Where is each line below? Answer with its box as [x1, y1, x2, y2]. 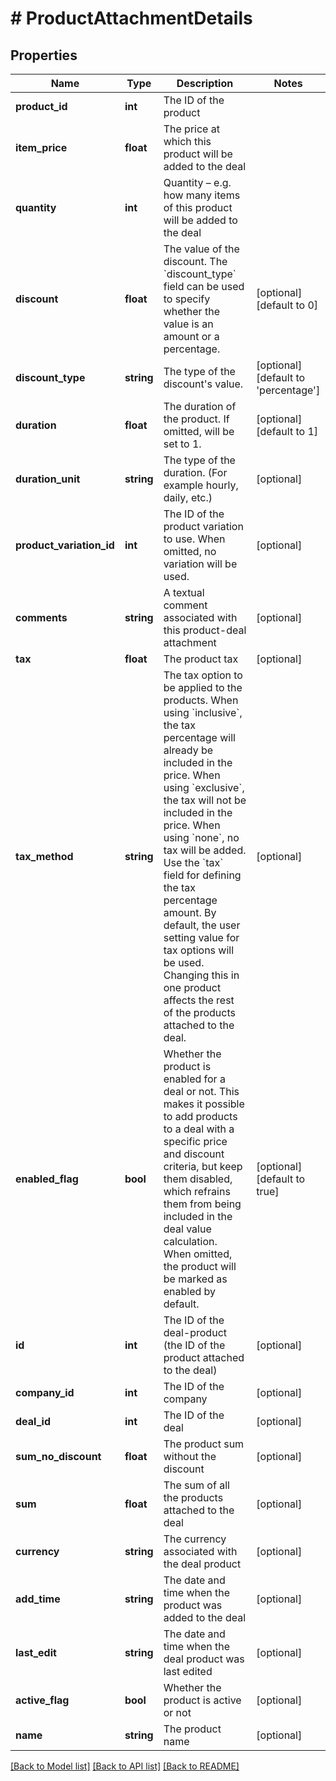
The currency [163, 1532, 227, 1546]
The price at [163, 122, 220, 136]
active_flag [15, 1693, 70, 1707]
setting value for [163, 931, 240, 944]
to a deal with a [163, 1122, 235, 1136]
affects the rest [163, 993, 235, 1007]
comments [15, 611, 68, 624]
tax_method [15, 850, 74, 863]
